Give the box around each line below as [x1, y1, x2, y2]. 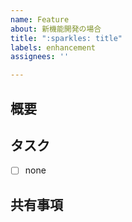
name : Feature [10, 14, 70, 25]
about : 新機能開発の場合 [10, 24, 102, 34]
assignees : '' [10, 52, 70, 62]
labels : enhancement [10, 42, 97, 53]
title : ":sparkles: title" [10, 33, 123, 43]
